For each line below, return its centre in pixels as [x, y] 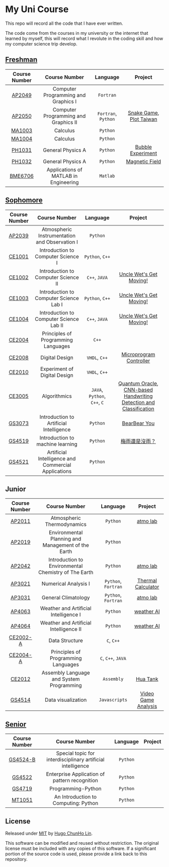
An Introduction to [75, 797]
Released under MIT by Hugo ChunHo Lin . [49, 833]
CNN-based [138, 390]
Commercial [57, 465]
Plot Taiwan [144, 119]
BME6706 [22, 176]
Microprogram [138, 354]
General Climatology [66, 598]
